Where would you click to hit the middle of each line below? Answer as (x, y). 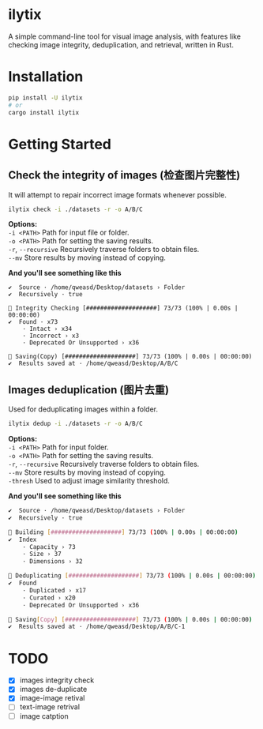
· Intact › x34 (47, 329)
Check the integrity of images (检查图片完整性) (124, 175)
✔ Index (23, 539)
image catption (44, 716)
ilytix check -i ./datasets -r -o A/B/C (76, 209)
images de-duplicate (53, 690)
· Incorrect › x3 (51, 336)
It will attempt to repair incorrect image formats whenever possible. (117, 194)
